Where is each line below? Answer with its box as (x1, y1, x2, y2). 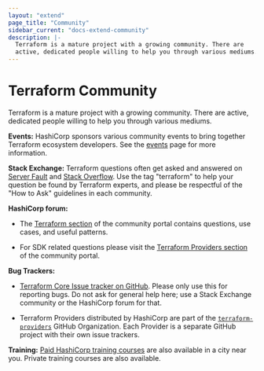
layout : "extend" (8, 11, 65, 20)
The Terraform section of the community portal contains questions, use (19, 219, 251, 228)
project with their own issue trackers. (19, 329, 140, 339)
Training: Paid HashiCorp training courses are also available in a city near (8, 345, 247, 354)
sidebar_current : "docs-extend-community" (8, 26, 149, 34)
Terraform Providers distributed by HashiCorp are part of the (19, 313, 216, 322)
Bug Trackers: (8, 266, 55, 275)
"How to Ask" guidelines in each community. (8, 188, 152, 197)
